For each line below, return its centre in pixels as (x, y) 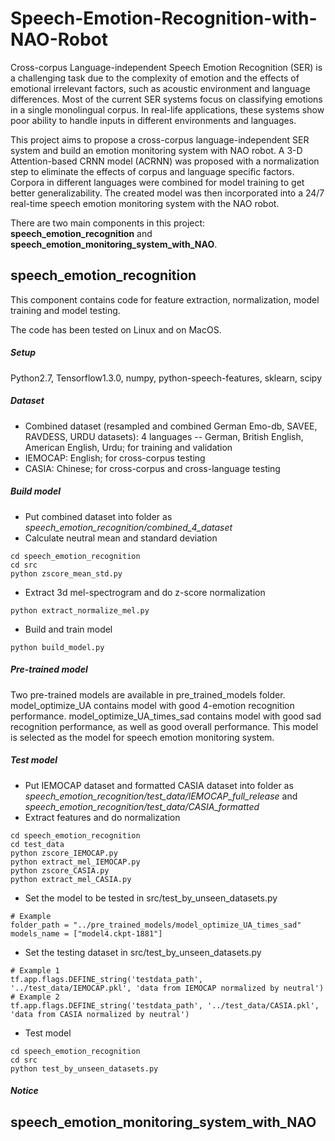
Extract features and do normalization (102, 817)
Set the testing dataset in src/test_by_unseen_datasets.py (143, 952)
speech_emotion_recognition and (81, 233)
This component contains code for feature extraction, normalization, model (165, 299)
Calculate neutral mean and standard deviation (121, 538)
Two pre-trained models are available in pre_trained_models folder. (148, 694)
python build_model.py (57, 647)
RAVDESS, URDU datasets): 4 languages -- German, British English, (164, 436)
